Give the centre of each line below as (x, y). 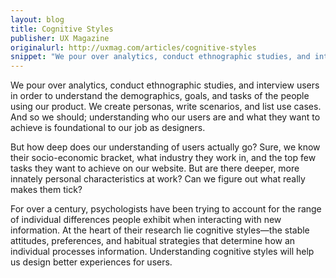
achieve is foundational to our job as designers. (108, 128)
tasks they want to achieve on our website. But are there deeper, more (155, 168)
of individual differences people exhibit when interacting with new (146, 220)
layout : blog (37, 19)
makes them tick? (46, 190)
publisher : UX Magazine (60, 38)
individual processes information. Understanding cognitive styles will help (162, 252)
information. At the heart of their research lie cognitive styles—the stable (160, 230)
